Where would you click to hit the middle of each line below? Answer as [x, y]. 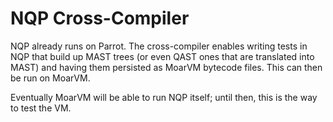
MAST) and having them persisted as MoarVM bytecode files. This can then [166, 67]
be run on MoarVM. [50, 78]
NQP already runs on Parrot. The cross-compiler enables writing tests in [159, 46]
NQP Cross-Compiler [100, 18]
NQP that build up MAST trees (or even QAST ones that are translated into [162, 56]
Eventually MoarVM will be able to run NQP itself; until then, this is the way [164, 97]
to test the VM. [41, 108]
